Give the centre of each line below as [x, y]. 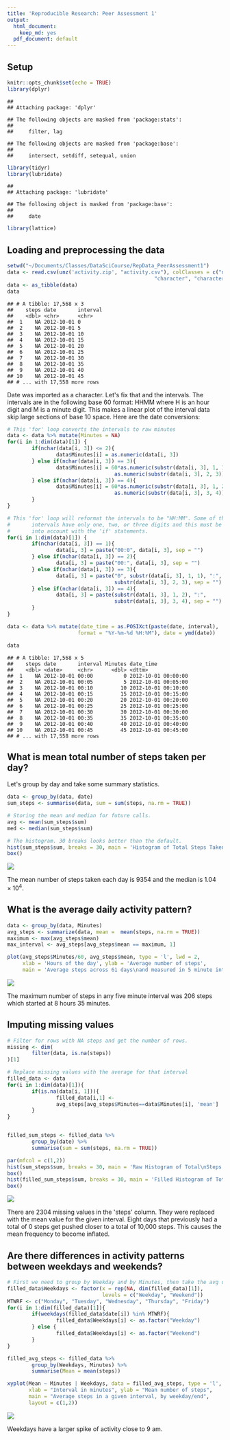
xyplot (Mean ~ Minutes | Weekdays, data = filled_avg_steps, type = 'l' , [115, 1384]
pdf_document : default [46, 39]
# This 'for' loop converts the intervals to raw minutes [91, 429]
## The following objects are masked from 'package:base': [93, 144]
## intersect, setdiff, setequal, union [72, 155]
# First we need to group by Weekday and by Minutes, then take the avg [113, 1283]
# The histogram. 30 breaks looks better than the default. [95, 841]
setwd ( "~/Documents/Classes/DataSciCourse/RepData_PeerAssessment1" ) [108, 266]
